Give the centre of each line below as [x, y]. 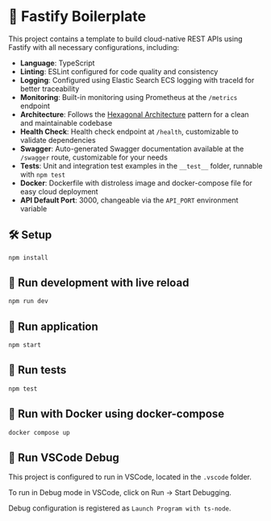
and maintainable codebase [66, 123]
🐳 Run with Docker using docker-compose [117, 414]
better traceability [50, 89]
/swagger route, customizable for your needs [94, 157]
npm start [25, 345]
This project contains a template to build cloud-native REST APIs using [126, 39]
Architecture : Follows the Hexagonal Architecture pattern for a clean [134, 114]
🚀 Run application [53, 326]
